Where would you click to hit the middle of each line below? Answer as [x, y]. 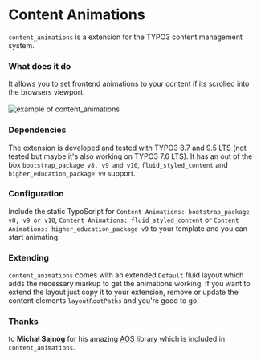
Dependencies [37, 130]
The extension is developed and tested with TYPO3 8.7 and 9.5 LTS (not [127, 148]
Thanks [23, 322]
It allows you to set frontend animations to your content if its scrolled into [129, 84]
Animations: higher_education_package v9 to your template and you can [128, 228]
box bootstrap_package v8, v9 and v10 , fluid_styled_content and [118, 164]
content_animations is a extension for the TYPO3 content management [126, 37]
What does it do [40, 66]
